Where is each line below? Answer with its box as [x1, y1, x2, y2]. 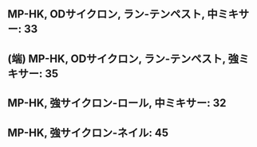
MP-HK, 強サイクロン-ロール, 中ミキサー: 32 [7, 96, 227, 110]
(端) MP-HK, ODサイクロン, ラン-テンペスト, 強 [7, 52, 239, 65]
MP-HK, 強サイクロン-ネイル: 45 [7, 126, 169, 139]
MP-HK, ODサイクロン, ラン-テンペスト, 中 [7, 7, 219, 21]
